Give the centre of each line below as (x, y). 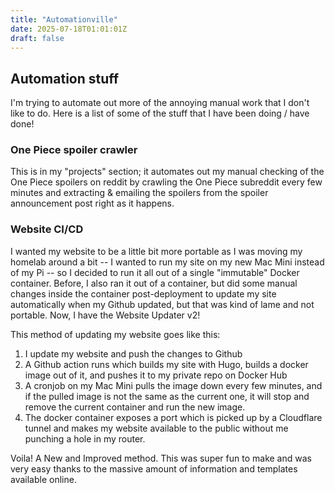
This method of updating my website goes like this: (115, 334)
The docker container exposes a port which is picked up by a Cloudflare (173, 417)
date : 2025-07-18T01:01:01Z (69, 29)
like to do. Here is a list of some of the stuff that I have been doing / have (160, 113)
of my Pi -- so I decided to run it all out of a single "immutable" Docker (155, 272)
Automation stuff (65, 78)
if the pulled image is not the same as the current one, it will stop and (167, 396)
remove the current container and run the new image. (135, 407)
